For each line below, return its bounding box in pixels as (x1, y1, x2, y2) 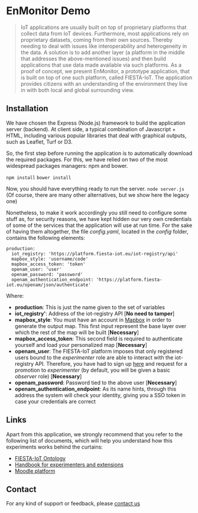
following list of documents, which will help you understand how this (6, 437, 173, 444)
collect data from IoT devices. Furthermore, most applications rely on (20, 30, 189, 37)
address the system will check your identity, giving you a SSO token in (14, 391, 186, 398)
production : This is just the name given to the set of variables (14, 303, 165, 311)
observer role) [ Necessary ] (14, 372, 82, 379)
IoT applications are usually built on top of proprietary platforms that (20, 24, 187, 31)
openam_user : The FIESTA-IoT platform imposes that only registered (14, 348, 183, 355)
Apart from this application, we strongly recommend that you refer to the (6, 430, 183, 438)
